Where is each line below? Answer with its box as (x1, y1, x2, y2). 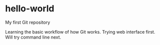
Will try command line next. (5, 34, 61, 40)
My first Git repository (5, 19, 50, 25)
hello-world (5, 3, 55, 14)
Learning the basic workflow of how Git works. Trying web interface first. (5, 29, 156, 35)
